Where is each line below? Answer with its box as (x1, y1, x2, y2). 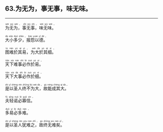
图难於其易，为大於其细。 (5, 49, 56, 55)
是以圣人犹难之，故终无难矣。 (5, 122, 65, 128)
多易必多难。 (5, 110, 31, 115)
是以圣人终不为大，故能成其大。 (5, 85, 69, 91)
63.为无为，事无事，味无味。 (5, 4, 92, 13)
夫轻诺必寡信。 (5, 98, 35, 103)
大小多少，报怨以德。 (5, 37, 48, 43)
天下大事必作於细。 (5, 73, 44, 79)
